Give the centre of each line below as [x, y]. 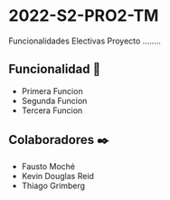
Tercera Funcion [52, 110]
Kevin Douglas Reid [57, 176]
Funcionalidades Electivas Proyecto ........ [85, 41]
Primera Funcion [52, 90]
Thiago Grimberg [53, 186]
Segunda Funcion [54, 100]
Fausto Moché [48, 166]
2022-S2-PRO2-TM [84, 16]
